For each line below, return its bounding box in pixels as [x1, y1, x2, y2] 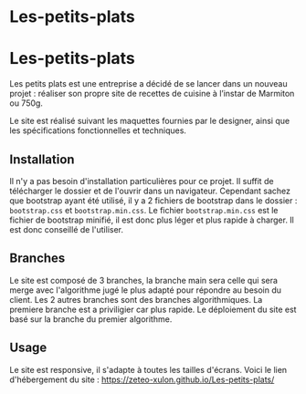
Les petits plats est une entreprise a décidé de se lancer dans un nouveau [9, 78, 288, 89]
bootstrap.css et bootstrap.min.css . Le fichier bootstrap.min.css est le [9, 204, 279, 215]
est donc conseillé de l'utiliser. [9, 223, 124, 234]
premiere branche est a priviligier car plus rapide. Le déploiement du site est [9, 304, 297, 315]
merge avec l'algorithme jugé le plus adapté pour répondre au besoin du [9, 285, 281, 295]
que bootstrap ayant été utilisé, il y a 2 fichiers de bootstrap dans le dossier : [9, 194, 298, 206]
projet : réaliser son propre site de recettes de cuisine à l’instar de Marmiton [9, 88, 295, 99]
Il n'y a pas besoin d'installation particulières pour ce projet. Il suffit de [9, 175, 274, 186]
